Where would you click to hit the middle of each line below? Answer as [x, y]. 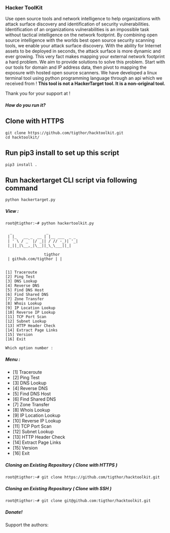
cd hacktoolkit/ [22, 137]
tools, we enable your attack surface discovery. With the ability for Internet [83, 46]
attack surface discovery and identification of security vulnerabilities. [78, 24]
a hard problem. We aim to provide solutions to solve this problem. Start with [85, 62]
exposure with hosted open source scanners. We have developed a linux [81, 73]
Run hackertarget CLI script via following [71, 180]
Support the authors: [27, 525]
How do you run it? [25, 105]
